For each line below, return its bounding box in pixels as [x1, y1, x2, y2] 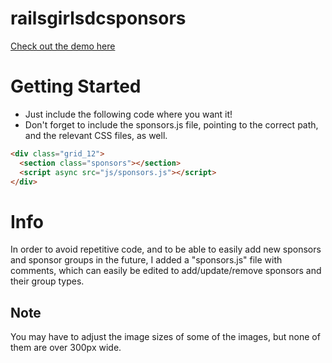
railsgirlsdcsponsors [10, 7, 187, 30]
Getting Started [10, 75, 142, 98]
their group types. [10, 275, 85, 287]
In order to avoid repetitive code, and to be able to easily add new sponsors [10, 243, 322, 256]
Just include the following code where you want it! [24, 108, 233, 120]
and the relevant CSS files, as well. [24, 129, 168, 141]
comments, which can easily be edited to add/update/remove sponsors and [10, 265, 322, 277]
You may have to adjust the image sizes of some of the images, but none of [10, 331, 321, 343]
